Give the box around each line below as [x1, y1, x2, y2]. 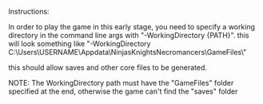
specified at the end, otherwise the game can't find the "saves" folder [8, 87, 238, 96]
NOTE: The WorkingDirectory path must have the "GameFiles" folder [8, 79, 234, 87]
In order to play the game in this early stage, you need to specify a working [8, 22, 256, 31]
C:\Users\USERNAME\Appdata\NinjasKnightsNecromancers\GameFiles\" [8, 48, 247, 56]
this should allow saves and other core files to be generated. [8, 63, 208, 72]
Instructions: [8, 7, 50, 16]
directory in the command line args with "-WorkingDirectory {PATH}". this [8, 31, 249, 40]
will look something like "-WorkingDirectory [8, 39, 151, 48]
